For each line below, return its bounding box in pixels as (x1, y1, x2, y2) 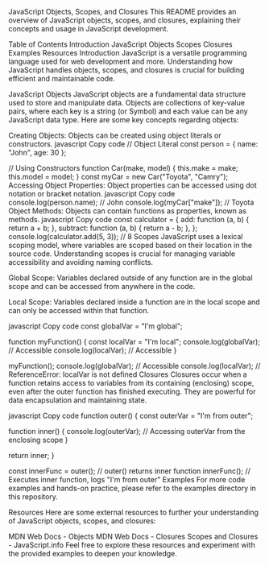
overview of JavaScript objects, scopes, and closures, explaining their (8, 15, 242, 25)
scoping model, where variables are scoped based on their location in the (8, 241, 252, 250)
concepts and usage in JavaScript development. (8, 24, 169, 33)
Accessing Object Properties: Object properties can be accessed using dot (8, 180, 258, 190)
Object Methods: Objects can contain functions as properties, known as (8, 206, 247, 216)
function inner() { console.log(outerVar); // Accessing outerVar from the (8, 427, 246, 436)
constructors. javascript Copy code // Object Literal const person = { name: (8, 139, 259, 148)
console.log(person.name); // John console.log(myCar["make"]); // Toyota (8, 197, 255, 207)
